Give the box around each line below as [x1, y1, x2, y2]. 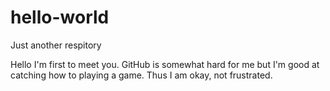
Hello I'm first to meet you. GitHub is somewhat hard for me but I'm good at [10, 58, 320, 70]
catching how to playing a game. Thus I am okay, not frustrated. [10, 69, 273, 81]
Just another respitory [10, 39, 102, 51]
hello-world [10, 6, 110, 29]
